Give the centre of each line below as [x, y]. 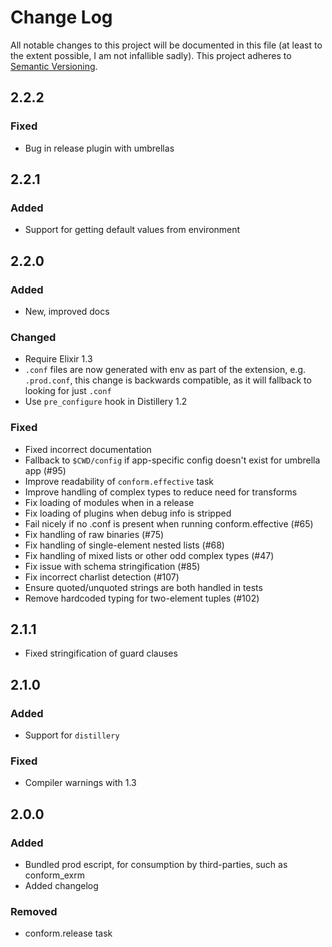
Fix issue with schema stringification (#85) [112, 566]
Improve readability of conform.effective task [119, 481]
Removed [34, 911]
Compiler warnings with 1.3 [80, 783]
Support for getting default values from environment [132, 230]
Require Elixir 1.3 [58, 359]
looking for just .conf [68, 391]
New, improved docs [67, 311]
